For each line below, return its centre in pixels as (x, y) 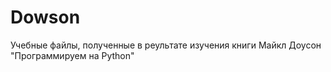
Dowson (45, 17)
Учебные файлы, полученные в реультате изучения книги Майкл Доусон (166, 45)
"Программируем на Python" (72, 55)
